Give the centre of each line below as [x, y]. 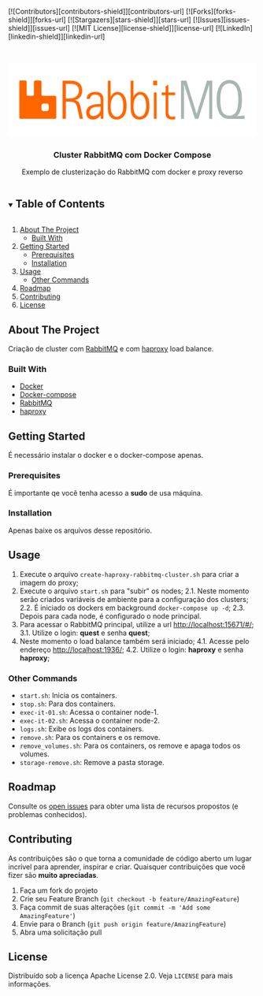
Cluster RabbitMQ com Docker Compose [132, 155]
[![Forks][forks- [211, 11]
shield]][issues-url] [39, 28]
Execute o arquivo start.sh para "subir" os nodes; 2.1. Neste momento [134, 591]
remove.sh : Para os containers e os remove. [90, 737]
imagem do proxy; [49, 582]
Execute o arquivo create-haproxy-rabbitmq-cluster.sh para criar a [129, 574]
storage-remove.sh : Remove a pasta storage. [92, 762]
